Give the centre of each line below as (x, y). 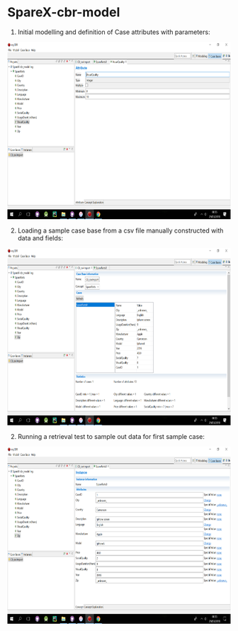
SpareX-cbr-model (64, 12)
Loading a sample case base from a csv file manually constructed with (120, 230)
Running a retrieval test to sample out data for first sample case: (111, 436)
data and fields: (40, 238)
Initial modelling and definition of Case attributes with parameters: (114, 32)
